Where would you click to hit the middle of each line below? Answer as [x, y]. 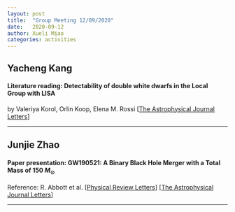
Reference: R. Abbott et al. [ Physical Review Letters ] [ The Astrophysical [111, 188]
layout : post [26, 14]
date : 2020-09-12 [36, 27]
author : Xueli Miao [36, 33]
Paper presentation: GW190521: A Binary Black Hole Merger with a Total [114, 162]
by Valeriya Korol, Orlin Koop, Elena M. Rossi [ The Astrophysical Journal [111, 108]
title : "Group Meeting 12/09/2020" [60, 20]
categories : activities [42, 40]
